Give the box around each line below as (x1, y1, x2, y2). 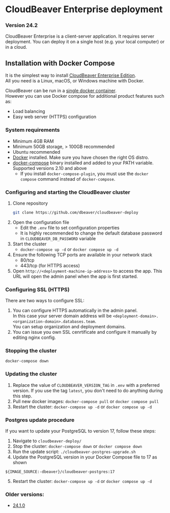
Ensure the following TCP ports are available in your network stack (12, 251, 153, 258)
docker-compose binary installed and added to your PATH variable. (12, 159, 154, 166)
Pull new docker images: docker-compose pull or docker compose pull (12, 398, 159, 404)
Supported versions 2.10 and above (12, 165, 87, 171)
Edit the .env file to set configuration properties (20, 224, 120, 231)
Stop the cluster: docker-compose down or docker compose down (12, 443, 143, 449)
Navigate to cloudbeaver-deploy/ (12, 438, 82, 444)
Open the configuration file (12, 219, 70, 225)
